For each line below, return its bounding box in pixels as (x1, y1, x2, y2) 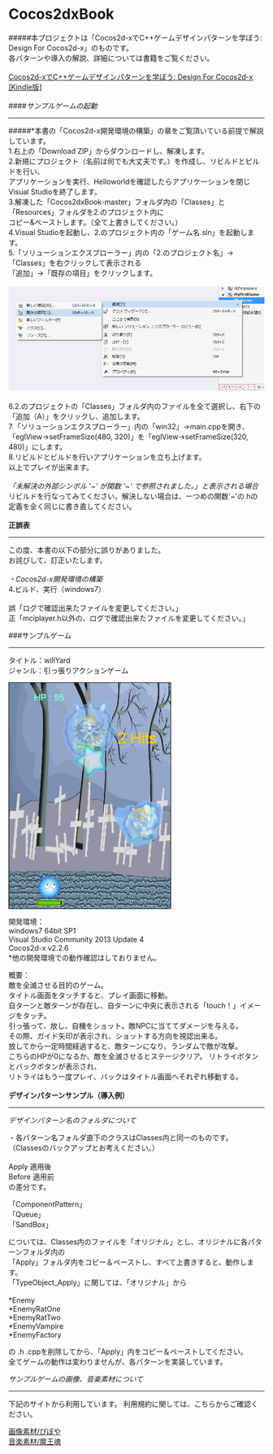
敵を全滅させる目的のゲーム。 (8, 980, 108, 990)
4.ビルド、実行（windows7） (8, 584, 106, 594)
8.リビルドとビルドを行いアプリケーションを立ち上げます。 (8, 452, 206, 462)
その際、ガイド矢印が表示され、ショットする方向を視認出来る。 (8, 1030, 223, 1041)
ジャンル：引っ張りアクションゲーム (8, 665, 129, 675)
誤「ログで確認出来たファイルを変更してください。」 (8, 603, 183, 612)
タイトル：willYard (8, 655, 71, 665)
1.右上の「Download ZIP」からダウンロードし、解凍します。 (8, 146, 210, 155)
